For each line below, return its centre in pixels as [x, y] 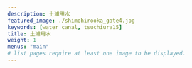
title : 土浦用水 [29, 34]
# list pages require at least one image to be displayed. [97, 54]
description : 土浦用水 [39, 14]
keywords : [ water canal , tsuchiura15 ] [65, 27]
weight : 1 [22, 40]
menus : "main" [28, 47]
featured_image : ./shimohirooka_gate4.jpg [71, 21]
